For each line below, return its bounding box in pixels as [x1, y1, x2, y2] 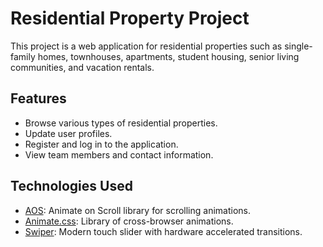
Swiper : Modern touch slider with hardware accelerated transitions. [24, 225, 303, 237]
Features [10, 90, 67, 107]
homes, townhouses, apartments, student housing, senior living [37, 50, 300, 62]
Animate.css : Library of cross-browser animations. [24, 215, 234, 227]
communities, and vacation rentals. [10, 61, 155, 73]
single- [284, 40, 313, 52]
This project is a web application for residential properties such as [10, 40, 283, 52]
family [10, 50, 36, 62]
